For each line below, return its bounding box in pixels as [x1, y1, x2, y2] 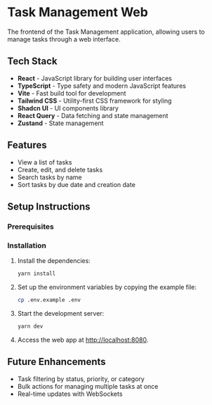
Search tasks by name [17, 173, 82, 181]
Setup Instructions [7, 200, 91, 212]
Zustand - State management [17, 119, 104, 127]
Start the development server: [17, 309, 105, 317]
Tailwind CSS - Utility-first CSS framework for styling [17, 96, 172, 105]
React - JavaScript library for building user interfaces [17, 74, 173, 82]
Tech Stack [7, 56, 58, 67]
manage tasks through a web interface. [7, 34, 121, 43]
